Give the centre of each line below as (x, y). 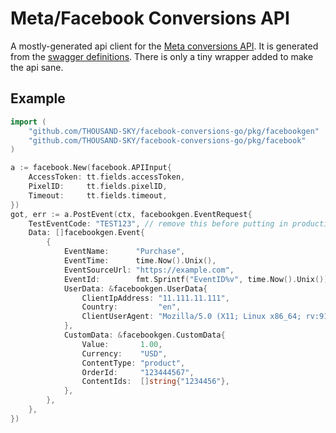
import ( (28, 122)
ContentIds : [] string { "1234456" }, (155, 382)
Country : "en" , (131, 307)
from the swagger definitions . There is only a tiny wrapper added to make (162, 56)
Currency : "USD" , (124, 353)
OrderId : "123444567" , (138, 372)
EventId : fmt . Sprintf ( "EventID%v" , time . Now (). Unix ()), (198, 279)
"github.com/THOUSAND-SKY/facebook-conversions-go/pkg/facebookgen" (174, 131)
